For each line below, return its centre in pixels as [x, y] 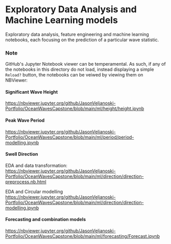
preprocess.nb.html [26, 181]
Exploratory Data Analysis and [71, 9]
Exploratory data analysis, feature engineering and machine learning [77, 34]
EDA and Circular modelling [34, 192]
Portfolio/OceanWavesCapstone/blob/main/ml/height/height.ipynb [75, 109]
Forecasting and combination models [45, 220]
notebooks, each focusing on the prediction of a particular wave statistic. [82, 40]
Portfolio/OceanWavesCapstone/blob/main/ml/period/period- [70, 137]
